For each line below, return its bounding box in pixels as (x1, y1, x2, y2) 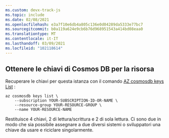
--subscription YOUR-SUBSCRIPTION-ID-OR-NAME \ (14, 98, 118, 103)
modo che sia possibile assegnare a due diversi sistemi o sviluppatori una (5, 122, 161, 128)
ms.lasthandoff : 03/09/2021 (5, 41, 66, 46)
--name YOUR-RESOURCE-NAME (14, 107, 72, 112)
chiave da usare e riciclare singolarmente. (5, 127, 94, 133)
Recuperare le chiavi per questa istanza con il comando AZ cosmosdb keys (5, 78, 164, 85)
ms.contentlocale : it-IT (5, 36, 58, 42)
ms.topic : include (5, 12, 45, 17)
